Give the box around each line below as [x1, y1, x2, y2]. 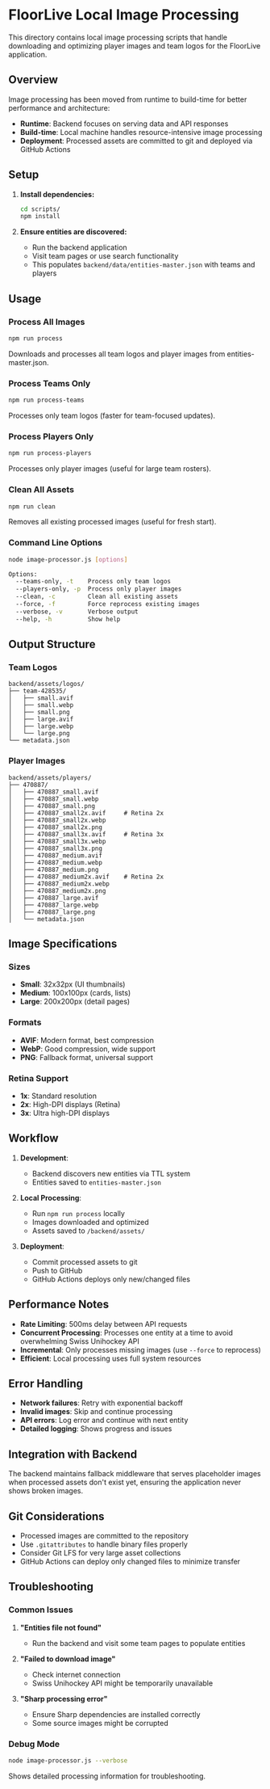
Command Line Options [8, 537, 103, 549]
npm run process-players [8, 449, 92, 457]
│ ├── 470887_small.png [8, 802, 95, 810]
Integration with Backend [8, 1447, 138, 1461]
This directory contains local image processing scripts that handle [8, 32, 228, 42]
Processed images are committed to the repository [19, 1531, 189, 1541]
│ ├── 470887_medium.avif [8, 851, 103, 860]
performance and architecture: [8, 103, 110, 112]
